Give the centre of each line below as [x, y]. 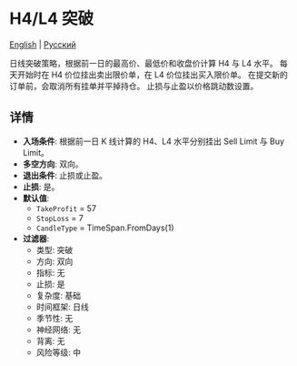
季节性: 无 [54, 318]
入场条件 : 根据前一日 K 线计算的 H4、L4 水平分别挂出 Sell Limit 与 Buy [153, 141]
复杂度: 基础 [59, 295]
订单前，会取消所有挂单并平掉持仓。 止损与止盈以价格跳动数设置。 [134, 86]
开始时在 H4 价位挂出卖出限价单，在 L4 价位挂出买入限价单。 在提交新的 [153, 75]
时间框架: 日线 [62, 307]
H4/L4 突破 [52, 19]
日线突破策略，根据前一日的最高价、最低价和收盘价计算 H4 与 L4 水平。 [144, 63]
